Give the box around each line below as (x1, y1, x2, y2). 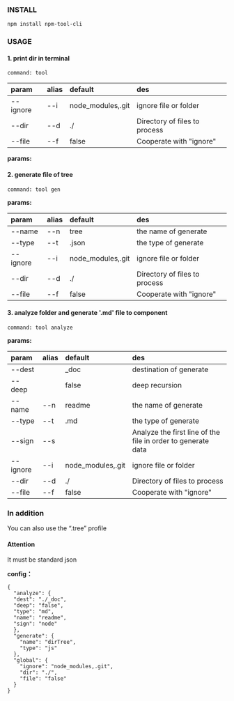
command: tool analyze (7, 324, 73, 331)
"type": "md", (13, 608, 54, 615)
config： (7, 570, 33, 578)
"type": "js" (19, 645, 58, 652)
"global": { (13, 657, 49, 664)
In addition (7, 508, 44, 518)
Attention (7, 540, 36, 548)
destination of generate (132, 364, 209, 374)
